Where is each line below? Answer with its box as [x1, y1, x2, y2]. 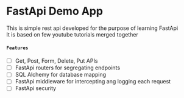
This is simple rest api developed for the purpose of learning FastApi [6, 24, 179, 32]
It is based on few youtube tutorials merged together [6, 30, 138, 38]
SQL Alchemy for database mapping [15, 71, 107, 79]
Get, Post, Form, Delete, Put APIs [15, 57, 98, 65]
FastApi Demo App [6, 4, 104, 18]
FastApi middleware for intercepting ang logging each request [15, 78, 171, 85]
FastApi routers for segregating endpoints [15, 64, 121, 71]
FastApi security [15, 85, 57, 92]
